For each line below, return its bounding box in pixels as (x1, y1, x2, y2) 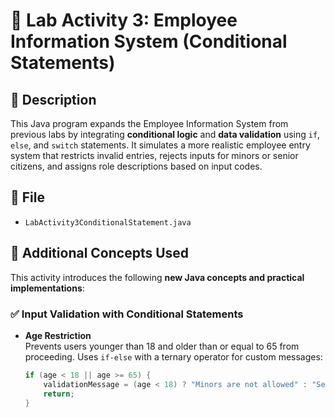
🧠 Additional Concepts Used (10, 245, 190, 262)
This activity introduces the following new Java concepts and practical (10, 271, 305, 283)
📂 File (10, 189, 45, 206)
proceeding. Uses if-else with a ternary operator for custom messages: (24, 350, 323, 363)
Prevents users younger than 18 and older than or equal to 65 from (24, 340, 300, 352)
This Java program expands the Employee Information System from (10, 118, 289, 129)
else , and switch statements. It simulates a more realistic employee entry (10, 139, 311, 151)
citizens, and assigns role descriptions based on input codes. (10, 160, 263, 172)
